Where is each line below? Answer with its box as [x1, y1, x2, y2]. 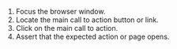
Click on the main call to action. [15, 24, 119, 32]
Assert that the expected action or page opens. [15, 32, 170, 41]
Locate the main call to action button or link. [15, 15, 160, 24]
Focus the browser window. [15, 7, 106, 16]
